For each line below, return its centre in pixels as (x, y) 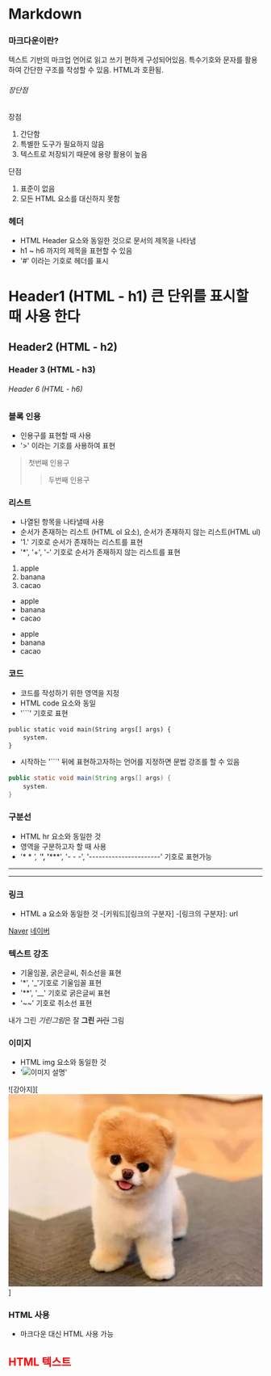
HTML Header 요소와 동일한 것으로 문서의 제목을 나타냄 (108, 240)
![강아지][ (23, 1090)
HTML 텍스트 (40, 1362)
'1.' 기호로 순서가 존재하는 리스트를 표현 (81, 542)
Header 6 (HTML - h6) (46, 389)
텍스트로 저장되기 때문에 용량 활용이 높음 (83, 154)
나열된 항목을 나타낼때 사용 (62, 522)
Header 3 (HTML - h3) (52, 370)
